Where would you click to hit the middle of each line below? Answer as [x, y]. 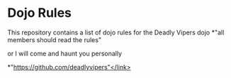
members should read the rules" [54, 39]
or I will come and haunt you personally [65, 53]
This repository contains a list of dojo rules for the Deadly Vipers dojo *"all [116, 32]
